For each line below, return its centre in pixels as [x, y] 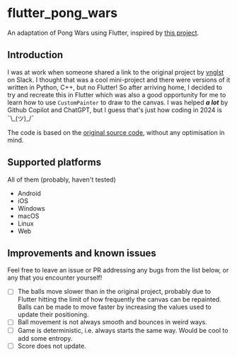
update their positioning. [53, 314]
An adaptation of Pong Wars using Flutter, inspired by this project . [103, 33]
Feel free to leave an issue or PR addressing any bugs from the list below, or [118, 270]
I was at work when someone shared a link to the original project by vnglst [116, 72]
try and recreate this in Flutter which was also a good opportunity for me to [117, 94]
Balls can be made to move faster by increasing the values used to [114, 307]
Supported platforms [54, 162]
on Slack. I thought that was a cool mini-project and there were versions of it [119, 79]
